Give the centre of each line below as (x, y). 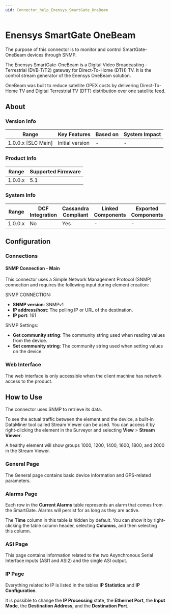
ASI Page (17, 544)
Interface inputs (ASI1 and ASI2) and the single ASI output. (66, 560)
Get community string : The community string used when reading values (89, 335)
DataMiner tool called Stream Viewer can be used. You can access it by (80, 425)
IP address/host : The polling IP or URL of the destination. (73, 310)
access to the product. (29, 381)
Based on (107, 135)
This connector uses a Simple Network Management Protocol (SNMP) (78, 279)
